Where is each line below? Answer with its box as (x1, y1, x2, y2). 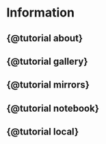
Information (6, 5, 75, 21)
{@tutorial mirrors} (6, 79, 90, 91)
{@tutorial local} (6, 126, 79, 138)
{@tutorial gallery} (6, 55, 88, 67)
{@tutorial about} (6, 32, 83, 44)
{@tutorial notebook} (6, 102, 100, 114)
